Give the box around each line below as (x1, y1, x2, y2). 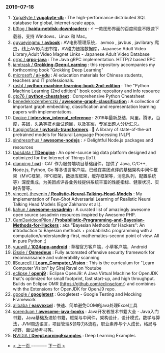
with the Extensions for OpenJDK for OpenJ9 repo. (12, 286, 116, 292)
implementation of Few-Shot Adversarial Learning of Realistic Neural (12, 196, 152, 202)
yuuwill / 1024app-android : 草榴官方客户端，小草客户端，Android (12, 244, 147, 250)
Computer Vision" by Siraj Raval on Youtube (12, 265, 102, 271)
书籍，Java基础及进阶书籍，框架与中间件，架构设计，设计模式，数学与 (12, 315, 156, 321)
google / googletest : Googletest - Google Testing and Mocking (12, 291, 142, 297)
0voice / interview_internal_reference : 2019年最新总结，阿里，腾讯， (12, 115, 156, 121)
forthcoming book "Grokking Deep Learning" (12, 67, 104, 73)
